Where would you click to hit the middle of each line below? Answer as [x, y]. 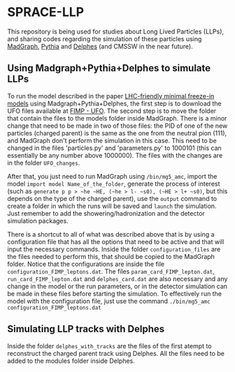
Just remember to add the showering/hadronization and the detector [106, 213]
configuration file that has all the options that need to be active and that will [116, 241]
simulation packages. [38, 221]
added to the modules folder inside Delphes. [71, 361]
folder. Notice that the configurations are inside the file [86, 264]
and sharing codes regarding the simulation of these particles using [105, 38]
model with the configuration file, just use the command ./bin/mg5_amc [109, 301]
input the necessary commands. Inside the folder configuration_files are [114, 249]
